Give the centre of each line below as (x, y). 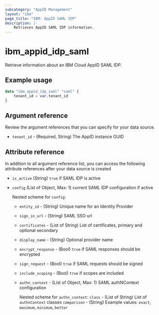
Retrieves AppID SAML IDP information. (54, 28)
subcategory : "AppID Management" (39, 9)
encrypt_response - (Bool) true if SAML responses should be (80, 249)
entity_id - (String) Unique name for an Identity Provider (76, 206)
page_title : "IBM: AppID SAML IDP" (41, 18)
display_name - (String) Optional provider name (66, 240)
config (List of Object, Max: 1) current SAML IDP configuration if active (83, 188)
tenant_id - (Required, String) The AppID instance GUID (68, 137)
